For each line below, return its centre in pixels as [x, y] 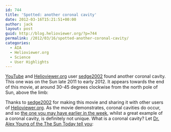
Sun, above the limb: [27, 92]
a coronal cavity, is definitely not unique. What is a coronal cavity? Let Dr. [82, 119]
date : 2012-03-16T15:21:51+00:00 [41, 19]
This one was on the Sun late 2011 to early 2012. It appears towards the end [85, 82]
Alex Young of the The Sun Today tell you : [49, 124]
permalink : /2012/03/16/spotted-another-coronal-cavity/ [67, 39]
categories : [18, 43]
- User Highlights [30, 62]
